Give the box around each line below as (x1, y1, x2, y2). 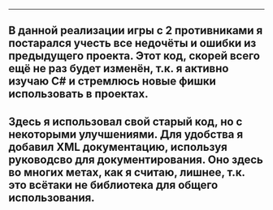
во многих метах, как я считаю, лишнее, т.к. (8, 165, 245, 179)
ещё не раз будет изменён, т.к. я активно (8, 62, 229, 75)
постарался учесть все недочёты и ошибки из (8, 36, 257, 50)
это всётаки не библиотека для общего (8, 178, 219, 191)
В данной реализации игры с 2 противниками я (8, 24, 263, 37)
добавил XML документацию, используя (8, 139, 227, 154)
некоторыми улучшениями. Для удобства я (8, 127, 244, 141)
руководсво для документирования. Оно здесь (8, 152, 264, 166)
